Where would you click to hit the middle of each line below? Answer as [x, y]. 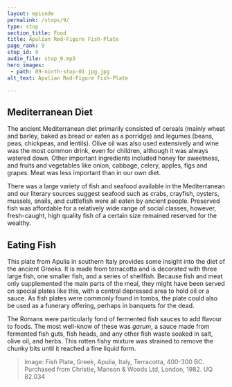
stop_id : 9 [23, 53]
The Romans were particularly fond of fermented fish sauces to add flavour [115, 319]
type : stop [23, 26]
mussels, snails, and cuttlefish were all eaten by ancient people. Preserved [114, 201]
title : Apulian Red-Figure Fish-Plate [63, 39]
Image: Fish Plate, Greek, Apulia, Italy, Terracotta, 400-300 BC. [114, 362]
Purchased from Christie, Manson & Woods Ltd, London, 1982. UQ [118, 369]
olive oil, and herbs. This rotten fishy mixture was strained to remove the [110, 341]
